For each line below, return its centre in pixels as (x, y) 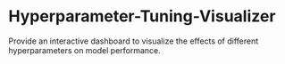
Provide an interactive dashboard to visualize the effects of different (134, 41)
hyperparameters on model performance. (85, 50)
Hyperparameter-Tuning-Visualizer (142, 16)
